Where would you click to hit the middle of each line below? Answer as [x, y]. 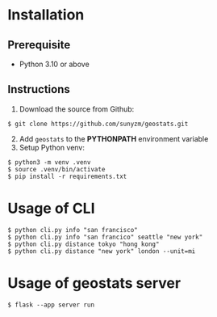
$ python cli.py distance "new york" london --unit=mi [102, 251]
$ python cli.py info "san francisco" [73, 230]
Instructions [39, 89]
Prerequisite [39, 45]
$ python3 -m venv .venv [49, 162]
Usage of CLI [51, 209]
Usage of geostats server [94, 283]
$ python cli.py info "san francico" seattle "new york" [105, 237]
